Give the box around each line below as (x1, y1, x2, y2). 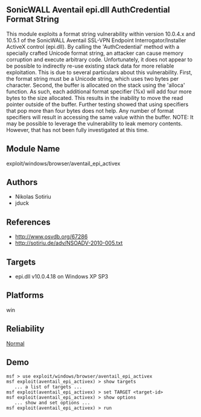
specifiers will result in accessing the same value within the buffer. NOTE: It (6, 113, 194, 121)
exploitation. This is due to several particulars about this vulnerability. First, (6, 69, 193, 76)
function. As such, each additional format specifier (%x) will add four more (6, 87, 192, 95)
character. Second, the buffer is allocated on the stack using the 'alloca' (6, 81, 185, 89)
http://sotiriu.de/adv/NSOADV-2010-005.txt (14, 239, 123, 246)
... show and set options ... (14, 400, 91, 406)
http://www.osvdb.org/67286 (14, 233, 88, 240)
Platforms (6, 290, 44, 301)
